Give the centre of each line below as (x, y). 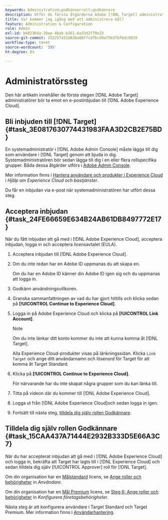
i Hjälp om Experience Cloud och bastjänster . (52, 180)
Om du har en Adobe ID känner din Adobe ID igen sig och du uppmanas (86, 274)
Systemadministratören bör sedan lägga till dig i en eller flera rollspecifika (81, 160)
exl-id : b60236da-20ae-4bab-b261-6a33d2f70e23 (54, 33)
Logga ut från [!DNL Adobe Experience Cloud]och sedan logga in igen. (85, 403)
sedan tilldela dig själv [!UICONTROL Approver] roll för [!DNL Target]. (76, 467)
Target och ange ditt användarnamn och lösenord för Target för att (81, 359)
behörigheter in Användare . (34, 482)
